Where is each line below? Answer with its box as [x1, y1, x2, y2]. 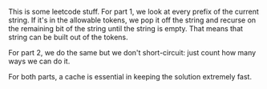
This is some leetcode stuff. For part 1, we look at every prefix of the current [8, 7, 259, 16]
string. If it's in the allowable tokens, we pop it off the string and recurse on [8, 15, 257, 25]
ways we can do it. [8, 56, 71, 66]
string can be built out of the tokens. [8, 32, 128, 42]
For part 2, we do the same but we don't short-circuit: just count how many [8, 48, 257, 57]
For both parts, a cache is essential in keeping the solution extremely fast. [8, 72, 253, 81]
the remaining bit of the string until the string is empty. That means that [8, 24, 243, 33]
